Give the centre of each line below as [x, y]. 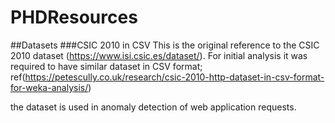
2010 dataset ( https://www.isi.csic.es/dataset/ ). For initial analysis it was [159, 55]
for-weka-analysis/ [49, 87]
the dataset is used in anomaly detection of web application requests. [153, 107]
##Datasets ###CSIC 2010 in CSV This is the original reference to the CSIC [165, 45]
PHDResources [74, 17]
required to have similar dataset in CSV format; [106, 66]
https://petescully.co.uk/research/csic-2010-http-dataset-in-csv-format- [174, 77]
